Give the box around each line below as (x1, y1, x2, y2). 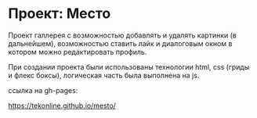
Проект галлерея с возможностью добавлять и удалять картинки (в (8, 30, 237, 40)
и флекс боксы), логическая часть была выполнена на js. (8, 70, 200, 80)
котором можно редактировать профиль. (8, 47, 147, 56)
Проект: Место (8, 5, 111, 23)
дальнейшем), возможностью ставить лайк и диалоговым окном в (8, 38, 233, 48)
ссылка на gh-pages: (8, 85, 78, 95)
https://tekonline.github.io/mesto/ (8, 101, 116, 110)
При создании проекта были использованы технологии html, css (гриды (8, 62, 250, 71)
